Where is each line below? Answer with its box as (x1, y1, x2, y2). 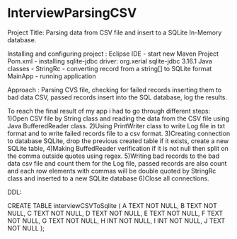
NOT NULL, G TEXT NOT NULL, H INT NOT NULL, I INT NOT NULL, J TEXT (7, 216, 226, 225)
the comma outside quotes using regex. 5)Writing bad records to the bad (7, 152, 220, 160)
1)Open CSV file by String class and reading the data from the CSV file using (7, 114, 230, 123)
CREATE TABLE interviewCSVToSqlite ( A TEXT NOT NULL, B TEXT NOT (7, 201, 217, 209)
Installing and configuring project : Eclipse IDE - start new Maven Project (7, 49, 219, 58)
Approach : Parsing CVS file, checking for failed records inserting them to (7, 85, 221, 94)
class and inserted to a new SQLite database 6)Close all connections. (7, 174, 210, 183)
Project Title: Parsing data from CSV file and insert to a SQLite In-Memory (7, 28, 222, 37)
